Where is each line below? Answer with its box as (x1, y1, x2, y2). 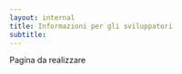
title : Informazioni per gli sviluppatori (9, 22, 173, 31)
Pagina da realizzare (9, 55, 86, 66)
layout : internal (9, 13, 76, 23)
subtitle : (9, 30, 47, 39)
